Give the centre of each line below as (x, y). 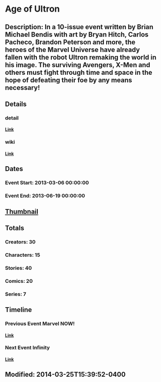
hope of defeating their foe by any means (69, 80)
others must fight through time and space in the (79, 72)
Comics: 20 (19, 281)
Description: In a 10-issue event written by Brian (79, 27)
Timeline (19, 310)
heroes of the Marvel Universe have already (72, 50)
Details (16, 104)
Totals (15, 228)
